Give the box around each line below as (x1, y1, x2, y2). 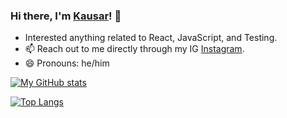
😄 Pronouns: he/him (24, 57, 110, 69)
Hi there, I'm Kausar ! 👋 (10, 9, 122, 23)
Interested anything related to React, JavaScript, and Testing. (24, 32, 278, 44)
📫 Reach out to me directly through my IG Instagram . (24, 43, 245, 55)
